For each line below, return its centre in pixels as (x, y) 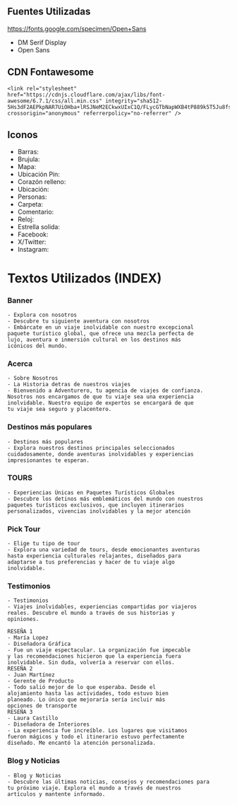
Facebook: (33, 234)
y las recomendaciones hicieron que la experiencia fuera (94, 656)
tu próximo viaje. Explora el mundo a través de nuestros (94, 788)
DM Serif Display (42, 42)
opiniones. (23, 619)
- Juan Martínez (31, 675)
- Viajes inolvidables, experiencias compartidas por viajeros (102, 607)
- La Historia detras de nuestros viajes (69, 385)
